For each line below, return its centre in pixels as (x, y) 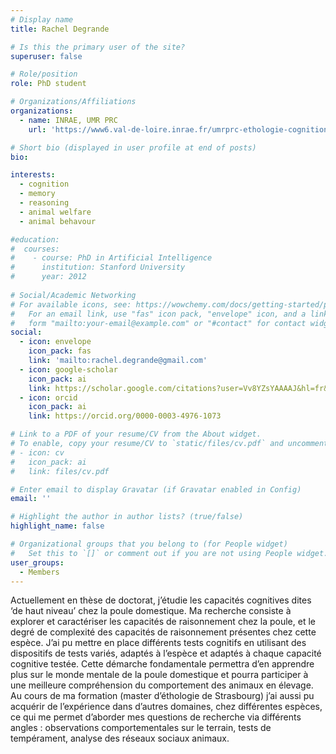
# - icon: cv (37, 452)
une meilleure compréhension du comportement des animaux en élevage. (162, 685)
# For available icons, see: (71, 304)
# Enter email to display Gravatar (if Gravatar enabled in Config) (156, 489)
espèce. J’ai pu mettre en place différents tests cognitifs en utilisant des (158, 643)
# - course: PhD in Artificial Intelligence (111, 258)
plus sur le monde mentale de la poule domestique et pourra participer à (159, 675)
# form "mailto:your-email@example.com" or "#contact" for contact (158, 323)
